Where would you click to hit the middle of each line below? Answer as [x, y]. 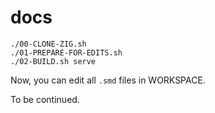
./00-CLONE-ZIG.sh [48, 44]
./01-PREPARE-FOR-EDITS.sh [66, 52]
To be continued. [45, 99]
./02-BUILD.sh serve [53, 61]
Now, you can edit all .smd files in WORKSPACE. [108, 80]
